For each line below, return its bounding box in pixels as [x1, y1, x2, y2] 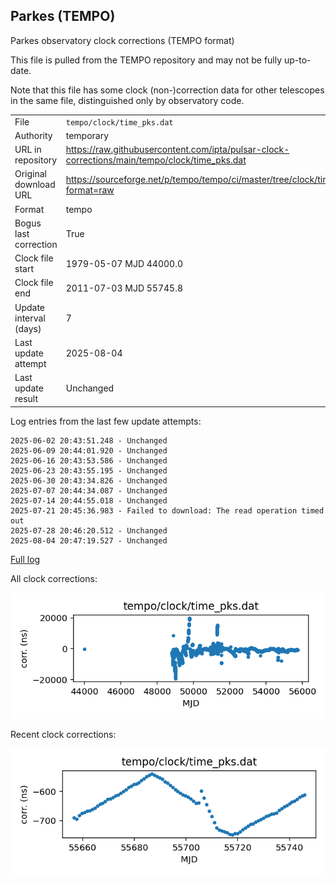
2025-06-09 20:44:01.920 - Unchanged [10, 445, 168, 456]
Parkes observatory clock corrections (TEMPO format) [10, 34, 235, 46]
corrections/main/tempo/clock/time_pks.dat [65, 154, 247, 166]
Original [14, 168, 48, 180]
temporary [65, 129, 110, 141]
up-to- [283, 54, 312, 66]
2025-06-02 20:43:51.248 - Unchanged [10, 435, 168, 446]
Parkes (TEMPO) [10, 8, 116, 25]
